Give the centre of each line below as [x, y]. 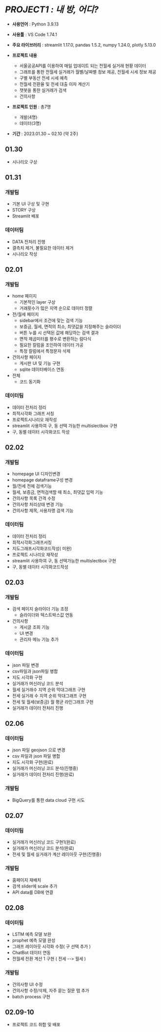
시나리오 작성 [25, 254]
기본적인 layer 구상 [37, 302]
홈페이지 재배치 [27, 880]
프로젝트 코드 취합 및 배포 [36, 1025]
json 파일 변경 [25, 665]
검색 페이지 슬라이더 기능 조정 [40, 609]
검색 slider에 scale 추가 [35, 886]
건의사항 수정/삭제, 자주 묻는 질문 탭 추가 [50, 990]
